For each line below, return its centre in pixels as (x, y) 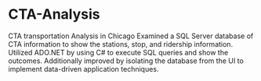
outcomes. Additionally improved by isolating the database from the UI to (126, 61)
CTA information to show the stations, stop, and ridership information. (121, 44)
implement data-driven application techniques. (83, 69)
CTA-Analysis (54, 14)
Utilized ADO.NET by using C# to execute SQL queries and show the (118, 52)
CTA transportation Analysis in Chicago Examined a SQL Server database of (131, 36)
